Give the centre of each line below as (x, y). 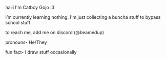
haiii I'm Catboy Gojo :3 (30, 7)
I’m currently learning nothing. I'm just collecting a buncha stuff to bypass (83, 17)
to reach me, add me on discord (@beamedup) (55, 32)
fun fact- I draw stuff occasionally (41, 52)
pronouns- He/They (26, 42)
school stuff (18, 23)
